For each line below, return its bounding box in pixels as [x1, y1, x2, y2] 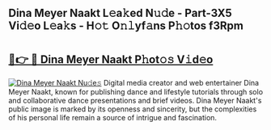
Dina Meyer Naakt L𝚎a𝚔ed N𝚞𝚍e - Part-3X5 [8, 6, 232, 20]
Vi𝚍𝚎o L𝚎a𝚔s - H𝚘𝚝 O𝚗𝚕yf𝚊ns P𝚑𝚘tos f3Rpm [8, 19, 244, 33]
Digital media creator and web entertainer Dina [104, 78, 260, 87]
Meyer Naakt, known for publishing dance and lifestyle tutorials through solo [8, 87, 264, 96]
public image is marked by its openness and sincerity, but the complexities [8, 104, 257, 114]
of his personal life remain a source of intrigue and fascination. [8, 113, 217, 122]
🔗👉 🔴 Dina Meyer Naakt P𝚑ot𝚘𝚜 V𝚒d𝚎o [8, 52, 214, 66]
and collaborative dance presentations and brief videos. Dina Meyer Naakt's [8, 96, 262, 105]
